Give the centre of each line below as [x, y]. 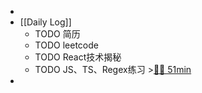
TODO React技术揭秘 [78, 57]
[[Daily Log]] [45, 22]
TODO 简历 [57, 34]
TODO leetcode [66, 45]
